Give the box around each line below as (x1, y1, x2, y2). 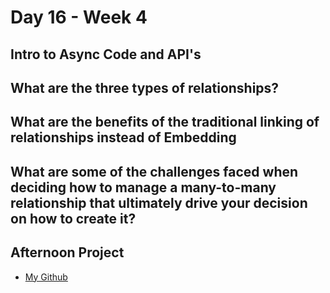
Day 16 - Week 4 (10, 6, 148, 29)
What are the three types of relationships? (10, 79, 280, 96)
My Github (24, 271, 68, 283)
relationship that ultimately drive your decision (10, 194, 308, 211)
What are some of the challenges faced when (10, 163, 299, 180)
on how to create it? (10, 210, 137, 227)
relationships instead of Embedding (10, 129, 237, 146)
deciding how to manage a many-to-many (10, 179, 277, 196)
